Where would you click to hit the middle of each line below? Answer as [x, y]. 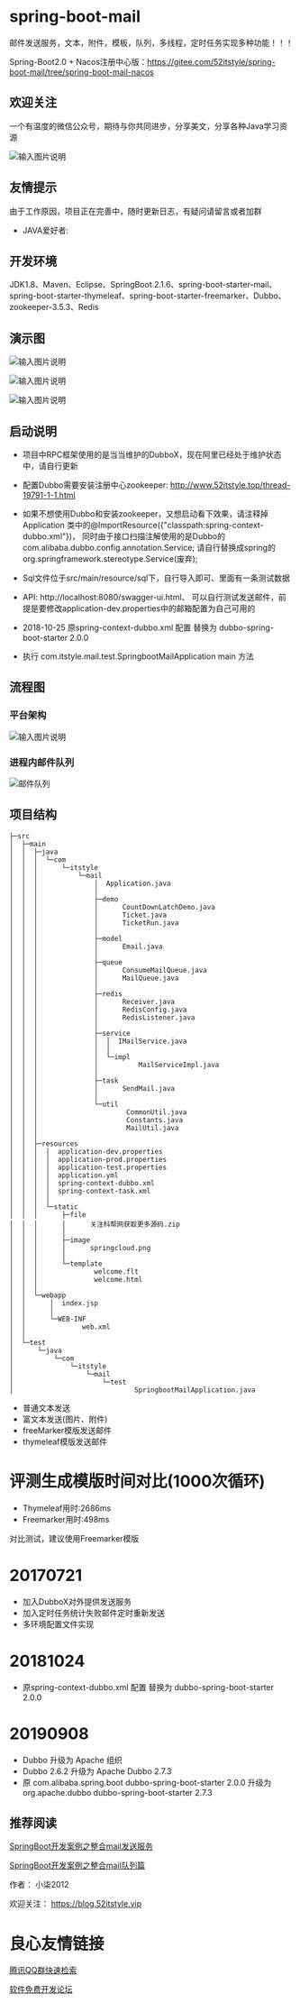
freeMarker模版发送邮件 [67, 1430]
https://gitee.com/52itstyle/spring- [212, 61]
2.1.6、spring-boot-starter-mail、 [215, 285]
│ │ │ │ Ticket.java [88, 915]
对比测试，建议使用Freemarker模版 [74, 1538]
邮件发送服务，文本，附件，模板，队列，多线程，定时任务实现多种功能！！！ [151, 42]
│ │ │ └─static [44, 1207]
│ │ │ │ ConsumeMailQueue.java [108, 970]
